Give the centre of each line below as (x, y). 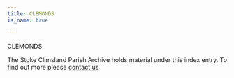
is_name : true (28, 20)
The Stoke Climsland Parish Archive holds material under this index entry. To (117, 59)
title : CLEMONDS (31, 14)
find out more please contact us (53, 67)
